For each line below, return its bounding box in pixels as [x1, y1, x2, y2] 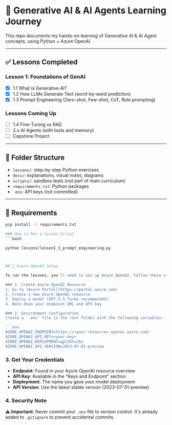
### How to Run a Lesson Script [5, 231, 74, 236]
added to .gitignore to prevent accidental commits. [5, 414, 115, 420]
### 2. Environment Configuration [5, 311, 79, 316]
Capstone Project [12, 133, 50, 139]
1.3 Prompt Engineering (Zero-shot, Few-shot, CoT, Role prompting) [12, 96, 156, 102]
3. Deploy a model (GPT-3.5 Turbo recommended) [5, 296, 109, 302]
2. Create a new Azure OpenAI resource [5, 292, 91, 297]
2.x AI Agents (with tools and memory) [12, 127, 94, 133]
